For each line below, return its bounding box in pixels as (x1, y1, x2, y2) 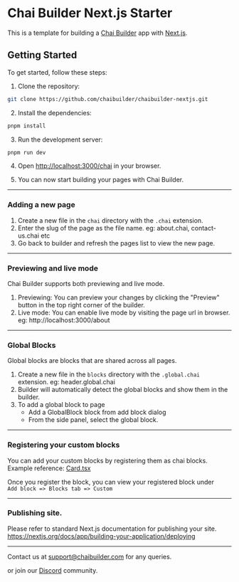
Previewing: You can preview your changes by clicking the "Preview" (17, 293, 221, 302)
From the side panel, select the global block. (28, 416, 159, 424)
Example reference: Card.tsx (7, 464, 91, 472)
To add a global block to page (17, 401, 105, 409)
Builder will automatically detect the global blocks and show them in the (17, 386, 228, 394)
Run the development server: (17, 135, 103, 144)
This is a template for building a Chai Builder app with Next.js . (7, 28, 188, 37)
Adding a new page (7, 200, 76, 210)
